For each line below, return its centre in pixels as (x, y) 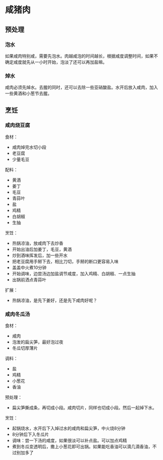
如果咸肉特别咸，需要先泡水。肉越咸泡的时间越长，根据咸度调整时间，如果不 (81, 56)
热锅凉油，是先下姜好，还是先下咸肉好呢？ (55, 300)
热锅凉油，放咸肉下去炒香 (38, 243)
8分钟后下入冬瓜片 (31, 434)
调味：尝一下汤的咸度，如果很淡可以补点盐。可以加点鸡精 (69, 441)
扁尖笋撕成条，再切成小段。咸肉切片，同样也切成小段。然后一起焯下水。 (84, 408)
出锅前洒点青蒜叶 (29, 280)
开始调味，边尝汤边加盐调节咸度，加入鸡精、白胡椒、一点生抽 (74, 273)
